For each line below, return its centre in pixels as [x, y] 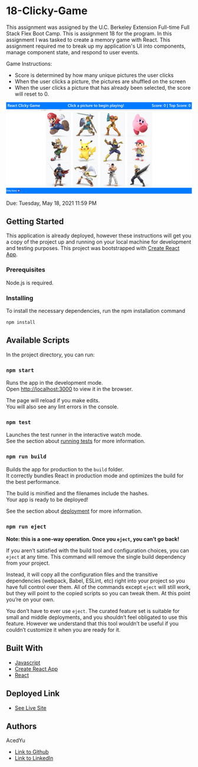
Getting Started [35, 222]
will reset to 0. [32, 94]
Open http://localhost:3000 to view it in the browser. [70, 389]
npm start [20, 370]
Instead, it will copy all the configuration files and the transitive [82, 574]
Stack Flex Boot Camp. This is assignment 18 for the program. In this [89, 33]
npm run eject [26, 527]
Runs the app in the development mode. [55, 383]
